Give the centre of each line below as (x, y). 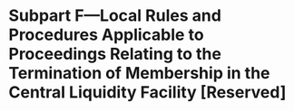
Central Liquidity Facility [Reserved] (147, 92)
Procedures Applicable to (107, 35)
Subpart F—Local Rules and (115, 16)
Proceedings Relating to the (115, 54)
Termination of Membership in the (139, 74)
